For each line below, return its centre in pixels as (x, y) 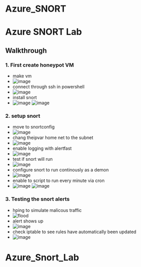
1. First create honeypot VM (40, 65)
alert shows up (28, 221)
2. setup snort (23, 116)
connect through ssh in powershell (48, 87)
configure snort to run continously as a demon (61, 170)
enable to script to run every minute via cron (58, 181)
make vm (22, 76)
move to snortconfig (33, 127)
